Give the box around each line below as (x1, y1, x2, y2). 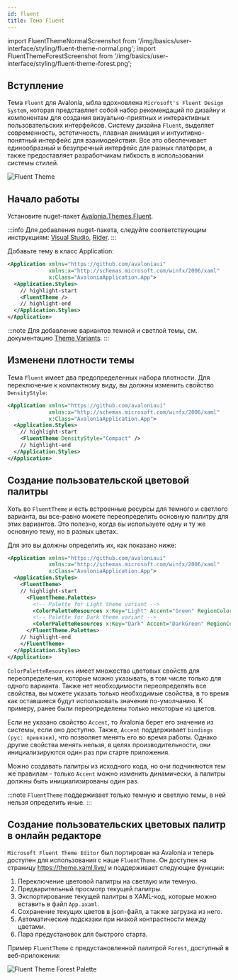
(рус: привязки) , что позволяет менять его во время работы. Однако (7, 732, 217, 742)
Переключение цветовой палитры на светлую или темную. (17, 877, 198, 886)
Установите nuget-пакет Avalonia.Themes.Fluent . (7, 212, 154, 221)
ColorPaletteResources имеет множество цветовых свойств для (7, 666, 200, 675)
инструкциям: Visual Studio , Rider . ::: (7, 233, 117, 242)
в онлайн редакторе (7, 830, 101, 842)
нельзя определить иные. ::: (7, 798, 92, 806)
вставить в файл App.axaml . (17, 900, 99, 908)
